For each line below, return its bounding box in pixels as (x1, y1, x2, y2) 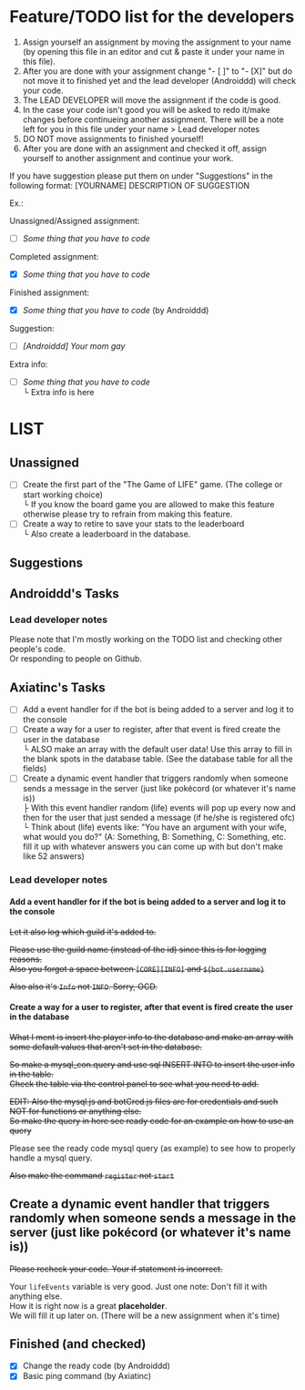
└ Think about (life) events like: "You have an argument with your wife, (22, 822, 287, 833)
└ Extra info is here (22, 387, 95, 398)
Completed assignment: (9, 251, 99, 261)
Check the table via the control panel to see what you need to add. (9, 1078, 259, 1089)
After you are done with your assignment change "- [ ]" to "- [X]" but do (22, 66, 293, 77)
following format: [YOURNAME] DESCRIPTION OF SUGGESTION (9, 179, 250, 190)
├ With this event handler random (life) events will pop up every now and (22, 802, 296, 813)
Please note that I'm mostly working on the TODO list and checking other (9, 634, 283, 645)
